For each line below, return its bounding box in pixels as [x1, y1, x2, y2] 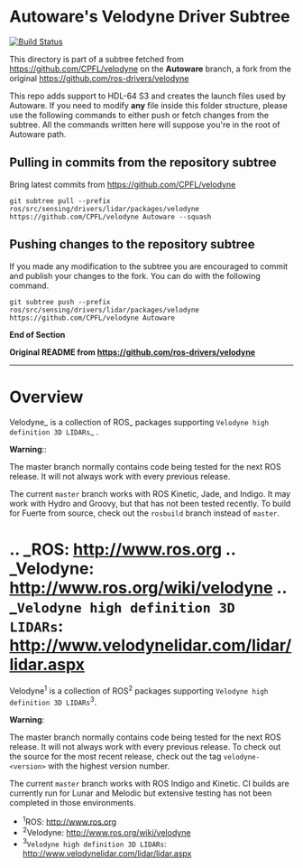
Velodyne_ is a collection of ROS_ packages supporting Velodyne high [9, 416, 269, 427]
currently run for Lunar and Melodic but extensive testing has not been [9, 788, 272, 798]
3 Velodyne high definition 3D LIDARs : [22, 837, 167, 849]
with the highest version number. [48, 761, 170, 771]
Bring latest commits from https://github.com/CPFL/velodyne [9, 179, 236, 190]
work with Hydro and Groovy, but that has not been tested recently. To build [9, 498, 291, 509]
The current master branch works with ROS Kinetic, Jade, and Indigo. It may [9, 488, 291, 499]
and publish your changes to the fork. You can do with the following [9, 270, 261, 281]
